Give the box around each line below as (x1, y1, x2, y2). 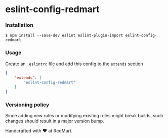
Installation (5, 22, 34, 29)
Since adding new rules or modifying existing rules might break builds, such (5, 113, 163, 119)
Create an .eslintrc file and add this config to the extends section (5, 61, 143, 67)
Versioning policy (5, 101, 50, 108)
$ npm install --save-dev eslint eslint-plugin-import (5, 33, 123, 38)
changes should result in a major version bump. (5, 118, 105, 124)
